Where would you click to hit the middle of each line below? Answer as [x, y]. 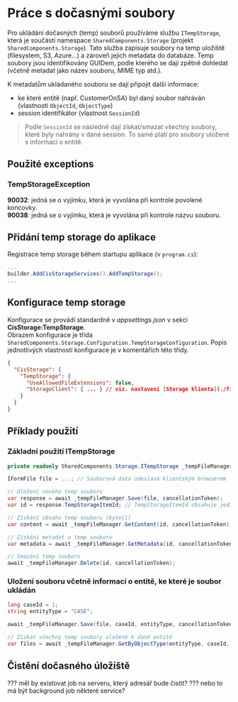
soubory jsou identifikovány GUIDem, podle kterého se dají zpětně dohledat [118, 62]
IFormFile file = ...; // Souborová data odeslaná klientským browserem [117, 479]
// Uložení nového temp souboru [55, 492]
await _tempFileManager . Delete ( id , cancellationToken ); [91, 563]
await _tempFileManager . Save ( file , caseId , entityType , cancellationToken [120, 625]
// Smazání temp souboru [44, 556]
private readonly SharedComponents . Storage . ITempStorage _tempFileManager [120, 466]
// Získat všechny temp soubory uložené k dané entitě [90, 637]
